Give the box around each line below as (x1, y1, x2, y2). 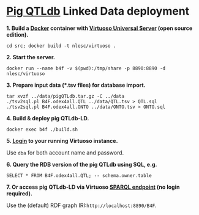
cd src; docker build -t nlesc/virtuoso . (6, 43, 116, 49)
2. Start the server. (6, 53, 55, 60)
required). (6, 189, 32, 197)
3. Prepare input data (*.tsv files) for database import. (6, 81, 146, 89)
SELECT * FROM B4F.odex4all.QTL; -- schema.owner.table (6, 172, 152, 178)
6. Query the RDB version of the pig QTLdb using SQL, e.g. (6, 161, 157, 168)
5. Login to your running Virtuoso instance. (6, 137, 118, 144)
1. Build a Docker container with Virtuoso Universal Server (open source (6, 24, 193, 32)
